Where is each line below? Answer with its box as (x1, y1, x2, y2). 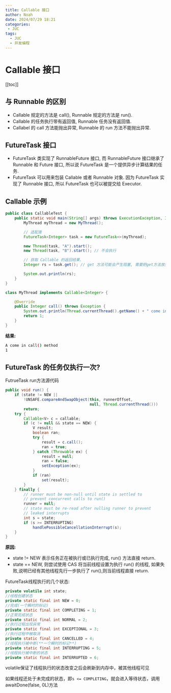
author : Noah (5, 12, 33, 17)
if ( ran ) (32, 473, 51, 478)
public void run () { (5, 387, 49, 393)
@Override (14, 299, 36, 304)
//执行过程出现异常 (5, 622, 41, 627)
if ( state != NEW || (14, 393, 58, 398)
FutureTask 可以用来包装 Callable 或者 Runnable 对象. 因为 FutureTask (12, 174, 159, 181)
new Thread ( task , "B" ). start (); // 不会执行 (23, 248, 117, 254)
